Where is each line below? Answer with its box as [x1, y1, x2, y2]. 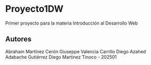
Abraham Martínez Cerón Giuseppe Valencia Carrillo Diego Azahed [5, 48, 146, 54]
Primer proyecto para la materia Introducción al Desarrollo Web [5, 20, 138, 26]
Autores [5, 35, 32, 44]
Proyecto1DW [5, 3, 64, 15]
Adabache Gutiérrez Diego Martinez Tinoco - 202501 [5, 54, 117, 60]
